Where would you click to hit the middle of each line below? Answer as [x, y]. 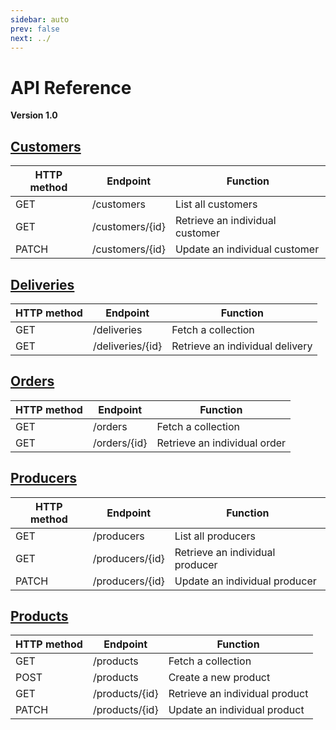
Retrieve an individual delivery [242, 346]
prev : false [35, 29]
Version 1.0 [34, 115]
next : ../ [31, 38]
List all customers [216, 204]
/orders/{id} [120, 443]
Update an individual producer [245, 581]
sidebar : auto [40, 19]
